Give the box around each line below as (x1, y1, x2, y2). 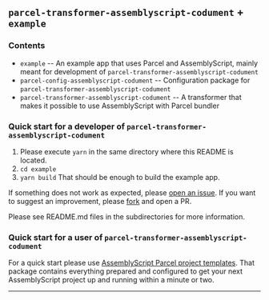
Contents (8, 40, 46, 51)
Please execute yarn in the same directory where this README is (19, 146, 234, 156)
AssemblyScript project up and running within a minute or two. (8, 275, 215, 285)
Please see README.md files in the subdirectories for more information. (8, 211, 246, 222)
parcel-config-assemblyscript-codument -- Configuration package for (19, 75, 251, 85)
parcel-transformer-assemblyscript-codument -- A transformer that (19, 92, 242, 102)
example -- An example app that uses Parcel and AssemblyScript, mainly (19, 58, 259, 68)
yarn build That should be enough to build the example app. (19, 172, 220, 182)
